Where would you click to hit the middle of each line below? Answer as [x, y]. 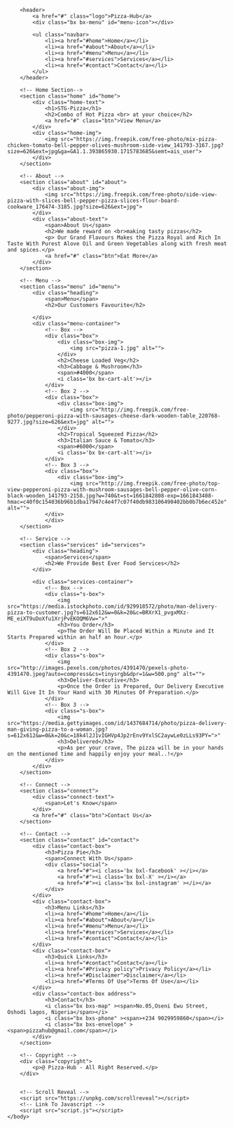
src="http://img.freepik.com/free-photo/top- [153, 483]
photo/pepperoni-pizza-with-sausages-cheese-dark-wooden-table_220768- [114, 416]
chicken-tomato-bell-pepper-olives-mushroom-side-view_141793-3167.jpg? [116, 145]
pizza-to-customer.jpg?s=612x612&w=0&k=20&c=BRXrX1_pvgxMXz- [98, 613]
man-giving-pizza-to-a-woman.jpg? [58, 729]
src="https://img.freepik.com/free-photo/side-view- [139, 195]
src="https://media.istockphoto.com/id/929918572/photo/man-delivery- [112, 606]
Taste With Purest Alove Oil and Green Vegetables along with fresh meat [117, 244]
